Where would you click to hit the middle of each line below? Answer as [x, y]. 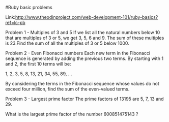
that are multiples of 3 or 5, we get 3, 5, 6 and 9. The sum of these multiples [85, 38]
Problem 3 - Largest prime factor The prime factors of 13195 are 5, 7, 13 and [84, 99]
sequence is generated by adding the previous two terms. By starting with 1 [84, 58]
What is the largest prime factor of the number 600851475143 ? [72, 114]
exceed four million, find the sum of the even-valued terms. [67, 89]
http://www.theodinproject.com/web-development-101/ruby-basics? [87, 17]
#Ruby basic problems [29, 7]
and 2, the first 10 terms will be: [38, 64]
